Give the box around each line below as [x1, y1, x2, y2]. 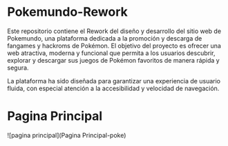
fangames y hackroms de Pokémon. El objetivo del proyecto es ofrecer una [7, 41, 221, 50]
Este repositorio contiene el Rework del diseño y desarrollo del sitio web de [7, 27, 222, 35]
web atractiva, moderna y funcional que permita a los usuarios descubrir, [7, 49, 216, 57]
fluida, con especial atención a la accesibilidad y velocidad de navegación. [7, 84, 220, 92]
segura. [7, 63, 29, 72]
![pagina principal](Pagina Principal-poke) [7, 131, 126, 139]
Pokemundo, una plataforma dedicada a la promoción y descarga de [7, 34, 202, 42]
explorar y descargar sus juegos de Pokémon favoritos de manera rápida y [7, 56, 220, 64]
